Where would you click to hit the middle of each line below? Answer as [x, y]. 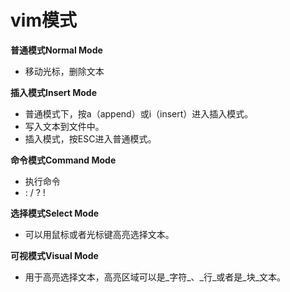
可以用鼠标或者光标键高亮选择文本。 [99, 234]
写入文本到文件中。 [64, 126]
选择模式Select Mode [55, 213]
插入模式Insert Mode [54, 92]
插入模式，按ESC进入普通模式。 [90, 138]
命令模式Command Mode [63, 160]
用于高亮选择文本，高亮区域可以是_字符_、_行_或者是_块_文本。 [155, 277]
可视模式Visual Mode [54, 255]
